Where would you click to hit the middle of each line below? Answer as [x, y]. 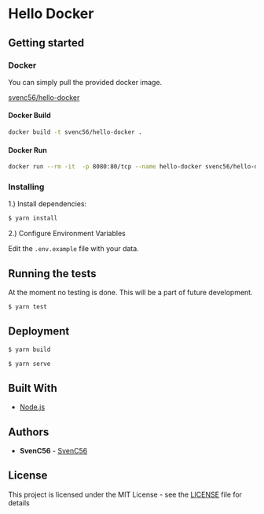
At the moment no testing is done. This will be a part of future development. [130, 293]
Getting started [46, 43]
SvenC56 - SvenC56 [53, 451]
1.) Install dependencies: [48, 204]
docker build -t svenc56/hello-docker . [75, 132]
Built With [33, 388]
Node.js [32, 407]
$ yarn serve [29, 364]
